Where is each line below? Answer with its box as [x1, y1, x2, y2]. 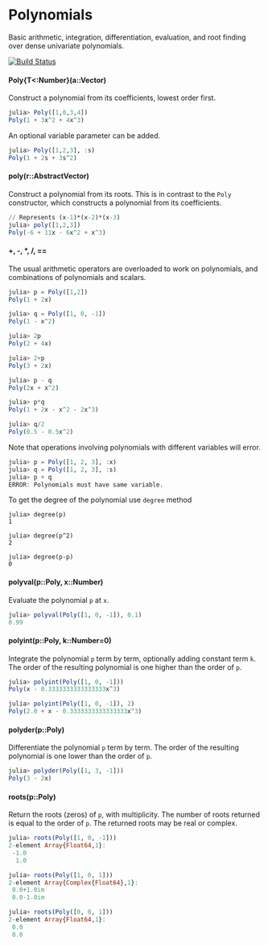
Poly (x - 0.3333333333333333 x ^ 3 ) [8, 685, 121, 693]
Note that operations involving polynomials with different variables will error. [8, 442, 262, 452]
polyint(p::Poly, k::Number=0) [8, 635, 112, 645]
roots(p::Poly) [8, 792, 56, 801]
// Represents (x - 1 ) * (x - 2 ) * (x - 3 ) [8, 213, 121, 221]
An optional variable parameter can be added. [8, 131, 161, 140]
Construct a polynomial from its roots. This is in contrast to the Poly [8, 189, 232, 199]
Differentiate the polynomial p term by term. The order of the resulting [8, 742, 240, 752]
